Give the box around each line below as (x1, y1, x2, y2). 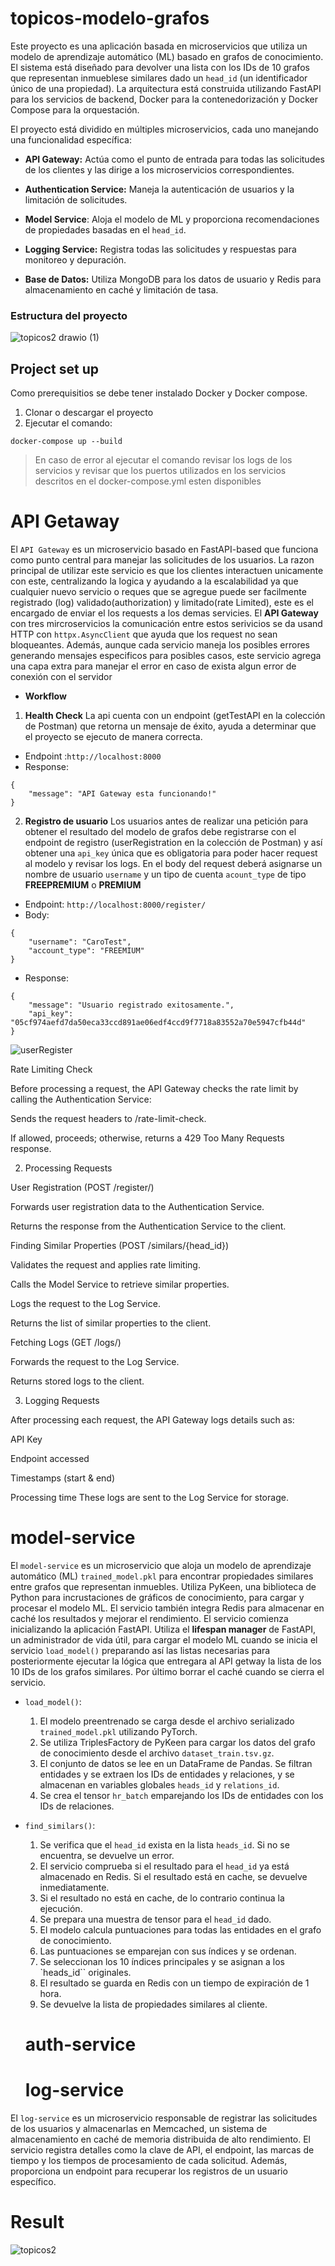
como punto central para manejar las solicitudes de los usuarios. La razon (10, 553, 315, 566)
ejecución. (39, 1902, 83, 1914)
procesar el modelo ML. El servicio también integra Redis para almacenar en (10, 1602, 325, 1614)
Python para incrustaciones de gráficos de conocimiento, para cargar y (10, 1591, 305, 1603)
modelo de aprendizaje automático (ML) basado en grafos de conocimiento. (10, 50, 324, 62)
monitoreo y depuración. (24, 253, 127, 266)
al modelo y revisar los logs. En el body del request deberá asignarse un (24, 857, 323, 869)
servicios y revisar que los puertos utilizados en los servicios (34, 465, 287, 477)
